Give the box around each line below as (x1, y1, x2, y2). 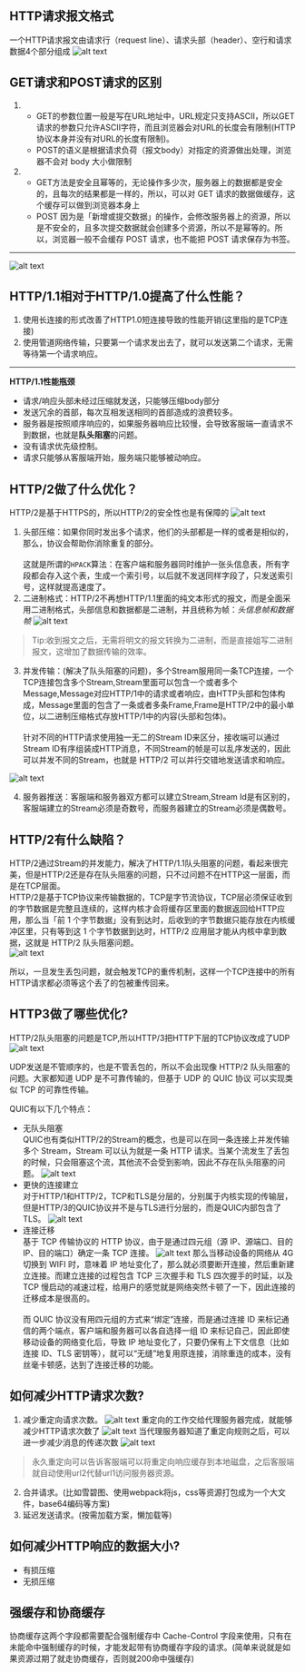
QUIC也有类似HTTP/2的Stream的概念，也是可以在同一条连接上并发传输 (22, 1134, 290, 1145)
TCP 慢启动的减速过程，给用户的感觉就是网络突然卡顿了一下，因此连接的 (22, 1281, 296, 1292)
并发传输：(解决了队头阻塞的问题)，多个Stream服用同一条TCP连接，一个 (22, 665, 294, 676)
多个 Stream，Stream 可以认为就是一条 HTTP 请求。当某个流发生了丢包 (22, 1145, 290, 1156)
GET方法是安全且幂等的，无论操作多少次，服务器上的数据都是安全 (35, 176, 283, 188)
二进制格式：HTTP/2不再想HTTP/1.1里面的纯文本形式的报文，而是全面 (22, 593, 283, 604)
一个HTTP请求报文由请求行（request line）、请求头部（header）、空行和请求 (9, 34, 292, 45)
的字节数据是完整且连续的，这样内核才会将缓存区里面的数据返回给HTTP (9, 903, 278, 914)
